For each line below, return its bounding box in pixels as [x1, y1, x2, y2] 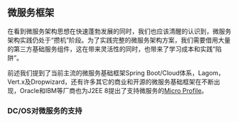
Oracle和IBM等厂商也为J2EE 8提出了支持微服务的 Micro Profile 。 [19, 86, 208, 94]
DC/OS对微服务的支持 [7, 106, 83, 116]
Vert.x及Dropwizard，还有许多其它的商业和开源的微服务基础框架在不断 [7, 77, 215, 86]
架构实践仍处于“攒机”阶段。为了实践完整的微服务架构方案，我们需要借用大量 [7, 35, 231, 44]
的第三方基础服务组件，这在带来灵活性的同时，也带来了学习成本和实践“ [7, 45, 216, 53]
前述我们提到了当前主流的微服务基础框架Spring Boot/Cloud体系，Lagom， [7, 68, 225, 77]
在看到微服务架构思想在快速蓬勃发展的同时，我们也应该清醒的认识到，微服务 [7, 27, 232, 35]
